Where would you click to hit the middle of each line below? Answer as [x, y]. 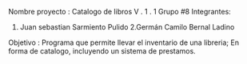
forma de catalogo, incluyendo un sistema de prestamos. [102, 51]
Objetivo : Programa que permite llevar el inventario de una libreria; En [124, 42]
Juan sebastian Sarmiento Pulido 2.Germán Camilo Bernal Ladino [127, 27]
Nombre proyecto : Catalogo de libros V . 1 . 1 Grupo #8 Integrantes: [120, 12]
